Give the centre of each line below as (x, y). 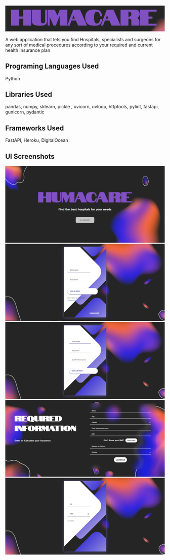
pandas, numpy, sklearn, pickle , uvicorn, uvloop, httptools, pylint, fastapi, (82, 107)
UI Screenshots (30, 156)
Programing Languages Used (52, 66)
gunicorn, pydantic (25, 112)
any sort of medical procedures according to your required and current (79, 45)
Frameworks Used (35, 128)
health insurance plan (28, 50)
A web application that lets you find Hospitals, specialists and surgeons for (83, 39)
